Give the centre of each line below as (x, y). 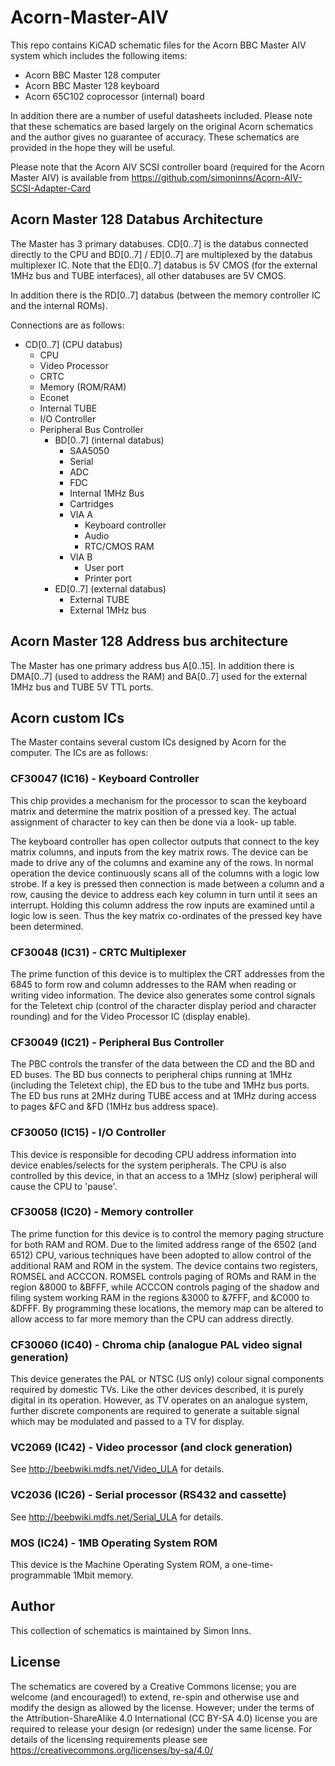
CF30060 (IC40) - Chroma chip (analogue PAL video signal (156, 1344)
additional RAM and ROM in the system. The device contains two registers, (164, 1265)
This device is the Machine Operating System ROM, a (120, 1565)
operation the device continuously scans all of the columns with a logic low (165, 873)
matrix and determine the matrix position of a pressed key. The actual (153, 811)
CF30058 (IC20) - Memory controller (102, 1212)
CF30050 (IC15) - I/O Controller (88, 1133)
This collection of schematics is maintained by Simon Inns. (131, 1630)
